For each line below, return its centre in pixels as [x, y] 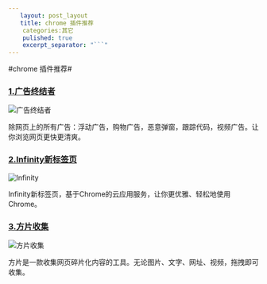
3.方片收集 [29, 226]
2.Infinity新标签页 [43, 160]
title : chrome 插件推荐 [56, 23]
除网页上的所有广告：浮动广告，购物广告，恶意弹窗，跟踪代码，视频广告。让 [133, 127]
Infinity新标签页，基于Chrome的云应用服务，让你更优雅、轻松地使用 [120, 194]
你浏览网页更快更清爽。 [46, 137]
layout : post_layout [54, 16]
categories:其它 [48, 30]
